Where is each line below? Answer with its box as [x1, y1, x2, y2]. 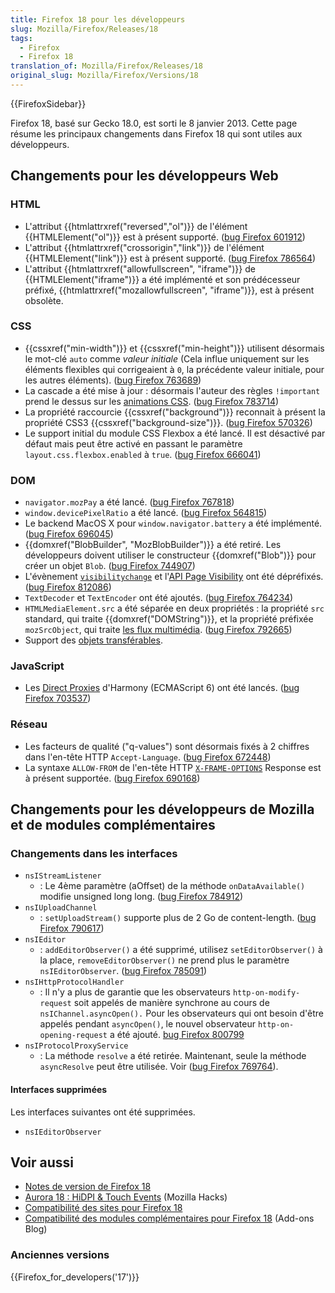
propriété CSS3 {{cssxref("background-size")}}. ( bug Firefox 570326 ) [24, 416, 313, 428]
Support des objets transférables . [24, 634, 163, 646]
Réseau [10, 717, 48, 731]
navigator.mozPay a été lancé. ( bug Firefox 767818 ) [24, 496, 235, 508]
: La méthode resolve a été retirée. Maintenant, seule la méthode [39, 1050, 307, 1062]
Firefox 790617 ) [39, 922, 105, 935]
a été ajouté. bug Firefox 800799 [109, 1029, 245, 1041]
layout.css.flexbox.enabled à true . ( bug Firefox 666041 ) [24, 448, 262, 460]
